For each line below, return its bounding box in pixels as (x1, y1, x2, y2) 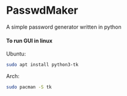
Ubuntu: (6, 50, 26, 57)
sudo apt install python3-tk (6, 62, 79, 68)
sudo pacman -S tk (6, 84, 52, 90)
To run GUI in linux (6, 37, 52, 44)
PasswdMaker (6, 4, 79, 17)
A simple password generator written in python (6, 23, 122, 30)
